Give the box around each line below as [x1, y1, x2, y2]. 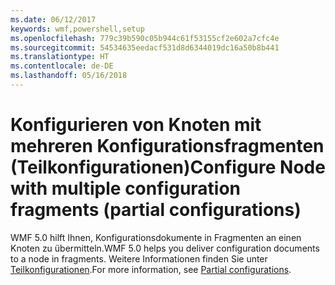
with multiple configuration [10, 177, 242, 200]
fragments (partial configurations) [10, 199, 302, 221]
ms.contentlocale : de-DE [10, 61, 114, 71]
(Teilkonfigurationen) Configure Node [10, 156, 326, 179]
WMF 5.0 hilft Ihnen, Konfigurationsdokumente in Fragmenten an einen [10, 231, 302, 243]
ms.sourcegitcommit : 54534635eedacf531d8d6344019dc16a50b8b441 [10, 42, 280, 53]
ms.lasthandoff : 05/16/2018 [10, 71, 128, 81]
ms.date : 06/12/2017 [10, 14, 97, 25]
